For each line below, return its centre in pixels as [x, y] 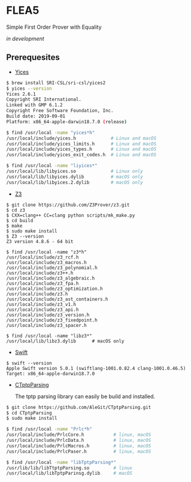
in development [25, 38]
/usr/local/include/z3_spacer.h [46, 325]
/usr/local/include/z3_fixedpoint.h [52, 320]
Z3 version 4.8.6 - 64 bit [40, 241]
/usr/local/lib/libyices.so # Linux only [75, 171]
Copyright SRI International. [44, 99]
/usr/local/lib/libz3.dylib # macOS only [65, 341]
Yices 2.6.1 [21, 94]
